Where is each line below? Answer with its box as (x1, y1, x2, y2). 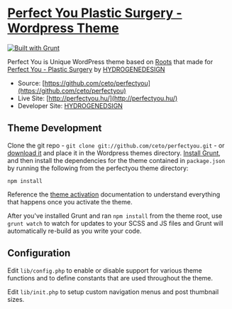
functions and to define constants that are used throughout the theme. (7, 273, 214, 282)
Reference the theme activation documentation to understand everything (7, 190, 221, 199)
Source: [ (17, 78, 45, 87)
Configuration (7, 247, 71, 259)
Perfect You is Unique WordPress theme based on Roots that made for (7, 57, 214, 66)
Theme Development (7, 122, 102, 135)
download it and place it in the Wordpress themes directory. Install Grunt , (7, 148, 221, 157)
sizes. (7, 295, 25, 303)
